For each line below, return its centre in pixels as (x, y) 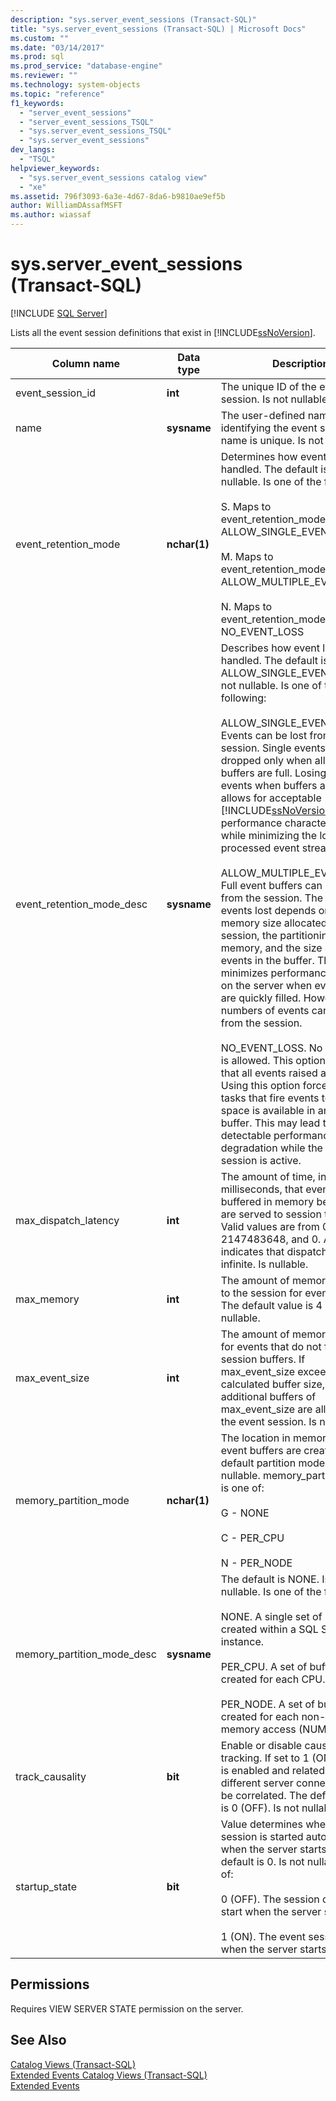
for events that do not (271, 1346)
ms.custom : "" (40, 38)
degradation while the (271, 1148)
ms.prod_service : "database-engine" (86, 66)
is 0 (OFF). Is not (260, 1808)
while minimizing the (269, 835)
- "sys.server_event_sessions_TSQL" (95, 131)
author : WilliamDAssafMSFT (66, 206)
